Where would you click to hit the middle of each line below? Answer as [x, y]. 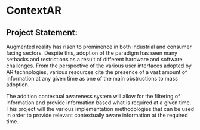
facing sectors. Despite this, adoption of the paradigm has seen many [92, 53]
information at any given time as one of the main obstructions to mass [92, 78]
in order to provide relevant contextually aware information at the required [97, 115]
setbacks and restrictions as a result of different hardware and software [94, 59]
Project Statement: [42, 32]
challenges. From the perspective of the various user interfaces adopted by [99, 66]
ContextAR [34, 10]
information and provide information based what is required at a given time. [99, 103]
